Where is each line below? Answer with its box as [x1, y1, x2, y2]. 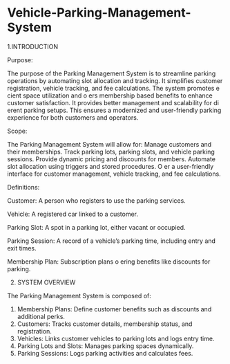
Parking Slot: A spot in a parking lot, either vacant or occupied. [7, 223, 186, 231]
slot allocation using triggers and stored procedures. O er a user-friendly [7, 162, 214, 170]
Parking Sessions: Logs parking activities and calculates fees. [17, 349, 193, 357]
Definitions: [7, 183, 40, 191]
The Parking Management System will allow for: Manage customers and [7, 140, 212, 148]
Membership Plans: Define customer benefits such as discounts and [17, 304, 212, 313]
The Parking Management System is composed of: [7, 291, 152, 300]
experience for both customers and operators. [7, 113, 139, 122]
